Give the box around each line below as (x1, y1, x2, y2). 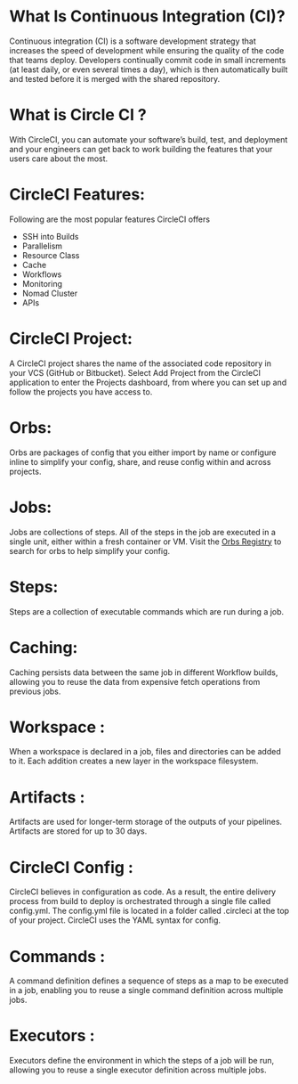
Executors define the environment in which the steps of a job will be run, (9, 1055, 275, 1066)
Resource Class (21, 249, 80, 260)
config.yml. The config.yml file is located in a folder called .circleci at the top (9, 906, 290, 917)
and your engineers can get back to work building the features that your (9, 143, 273, 154)
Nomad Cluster (21, 288, 78, 298)
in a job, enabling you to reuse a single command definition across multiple (9, 985, 284, 996)
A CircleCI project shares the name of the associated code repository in (9, 358, 271, 369)
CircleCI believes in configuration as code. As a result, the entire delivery (9, 886, 277, 897)
